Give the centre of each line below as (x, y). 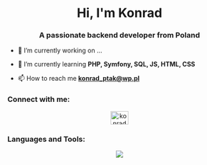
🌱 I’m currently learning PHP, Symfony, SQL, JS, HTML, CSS (106, 64)
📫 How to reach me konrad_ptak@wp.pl (79, 79)
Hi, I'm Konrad (120, 13)
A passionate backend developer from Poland (120, 35)
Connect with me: (39, 99)
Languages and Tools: (46, 139)
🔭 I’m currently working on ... (60, 50)
